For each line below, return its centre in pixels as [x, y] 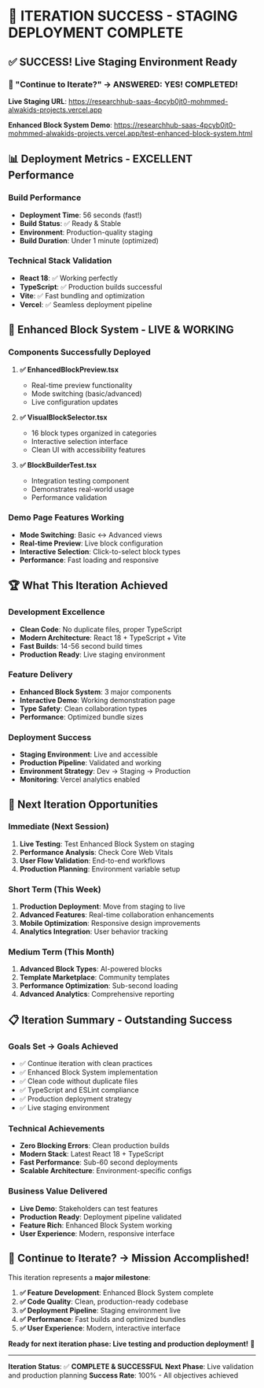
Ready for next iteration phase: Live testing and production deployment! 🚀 [132, 1344]
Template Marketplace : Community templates [95, 977]
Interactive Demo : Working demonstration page [97, 700]
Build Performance [45, 198]
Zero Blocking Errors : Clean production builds [95, 1146]
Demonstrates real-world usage [83, 489]
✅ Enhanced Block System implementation [89, 1072]
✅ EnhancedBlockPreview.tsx [69, 369]
